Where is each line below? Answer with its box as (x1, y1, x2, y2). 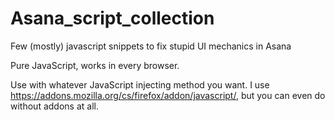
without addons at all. (10, 100, 99, 112)
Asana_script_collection (10, 7, 215, 30)
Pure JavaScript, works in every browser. (10, 59, 180, 71)
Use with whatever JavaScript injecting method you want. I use (10, 78, 270, 91)
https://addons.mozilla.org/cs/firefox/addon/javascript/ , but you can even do (10, 89, 326, 101)
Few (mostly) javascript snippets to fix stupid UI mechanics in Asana (10, 40, 292, 52)
